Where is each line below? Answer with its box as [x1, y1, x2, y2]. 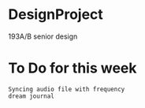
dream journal [8, 92, 55, 100]
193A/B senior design [8, 32, 78, 41]
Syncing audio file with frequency [8, 85, 125, 93]
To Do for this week [8, 59, 137, 77]
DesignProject [8, 6, 104, 24]
